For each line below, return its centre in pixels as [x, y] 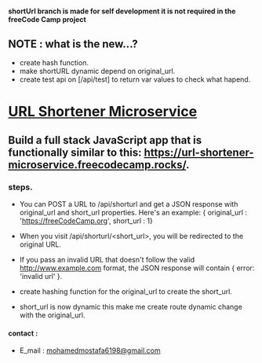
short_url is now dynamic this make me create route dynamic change [131, 307]
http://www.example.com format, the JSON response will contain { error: [137, 268]
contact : [23, 333]
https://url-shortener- [199, 152]
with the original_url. [52, 315]
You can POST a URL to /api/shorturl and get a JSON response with [129, 204]
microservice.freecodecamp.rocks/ [97, 165]
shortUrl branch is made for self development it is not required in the [122, 11]
